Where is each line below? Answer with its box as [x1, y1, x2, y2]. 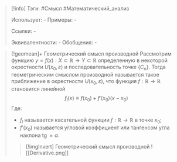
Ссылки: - [11, 27, 36, 35]
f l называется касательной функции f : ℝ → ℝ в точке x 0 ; [19, 116, 162, 125]
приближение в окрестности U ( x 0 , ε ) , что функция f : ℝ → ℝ [11, 77, 161, 86]
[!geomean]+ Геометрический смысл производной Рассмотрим [11, 50, 172, 57]
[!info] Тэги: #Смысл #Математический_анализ [11, 5, 130, 12]
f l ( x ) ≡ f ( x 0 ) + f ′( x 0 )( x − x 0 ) [64, 94, 128, 103]
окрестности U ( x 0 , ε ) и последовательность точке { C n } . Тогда [11, 64, 166, 72]
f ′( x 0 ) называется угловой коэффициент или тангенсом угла [19, 124, 171, 132]
